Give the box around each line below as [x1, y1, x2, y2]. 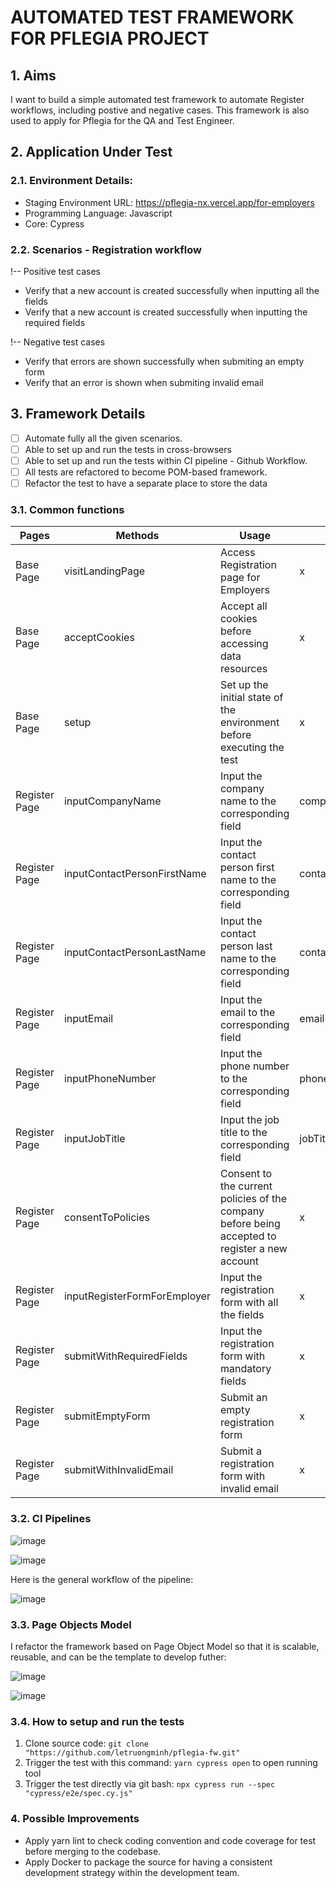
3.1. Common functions [10, 503, 125, 517]
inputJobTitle [63, 1132, 126, 1146]
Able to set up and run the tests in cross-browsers [24, 443, 232, 455]
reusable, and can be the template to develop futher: [10, 1651, 227, 1663]
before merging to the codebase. [24, 1845, 162, 1857]
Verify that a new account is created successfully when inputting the [24, 306, 308, 318]
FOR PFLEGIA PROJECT [10, 27, 210, 50]
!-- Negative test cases [10, 336, 106, 348]
